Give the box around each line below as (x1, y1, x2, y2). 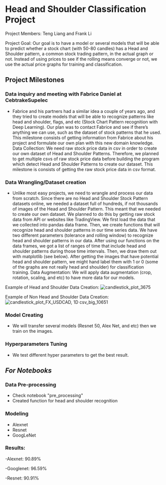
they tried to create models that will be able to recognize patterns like (12, 113, 154, 119)
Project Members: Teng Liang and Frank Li (5, 30, 92, 36)
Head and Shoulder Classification (5, 3, 146, 15)
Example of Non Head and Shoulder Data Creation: (5, 293, 109, 299)
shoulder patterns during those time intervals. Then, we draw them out (12, 248, 157, 254)
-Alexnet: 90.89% (5, 456, 41, 462)
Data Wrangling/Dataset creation (5, 179, 86, 186)
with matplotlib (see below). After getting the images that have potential (12, 253, 159, 259)
